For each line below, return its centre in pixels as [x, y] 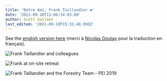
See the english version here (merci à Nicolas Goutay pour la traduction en [84, 38]
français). [15, 44]
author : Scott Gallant [29, 19]
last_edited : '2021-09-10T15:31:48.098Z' [50, 24]
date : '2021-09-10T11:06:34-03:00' [43, 15]
